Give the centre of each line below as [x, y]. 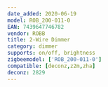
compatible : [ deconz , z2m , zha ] [52, 66]
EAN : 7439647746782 [36, 27]
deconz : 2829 [26, 72]
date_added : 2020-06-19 [42, 14]
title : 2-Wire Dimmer [39, 40]
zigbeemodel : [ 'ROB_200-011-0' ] [54, 60]
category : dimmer [33, 46]
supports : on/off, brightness [52, 53]
